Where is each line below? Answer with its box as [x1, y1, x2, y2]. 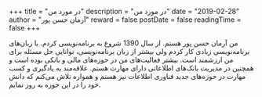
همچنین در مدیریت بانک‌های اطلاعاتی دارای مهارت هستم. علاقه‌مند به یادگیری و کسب [9, 63, 254, 73]
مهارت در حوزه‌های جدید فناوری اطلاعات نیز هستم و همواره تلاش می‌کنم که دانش [9, 72, 246, 81]
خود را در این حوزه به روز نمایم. [9, 80, 101, 89]
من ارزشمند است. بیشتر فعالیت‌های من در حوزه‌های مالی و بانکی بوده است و [9, 55, 234, 64]
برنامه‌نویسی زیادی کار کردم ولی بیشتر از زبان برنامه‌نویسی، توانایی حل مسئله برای [9, 47, 250, 56]
